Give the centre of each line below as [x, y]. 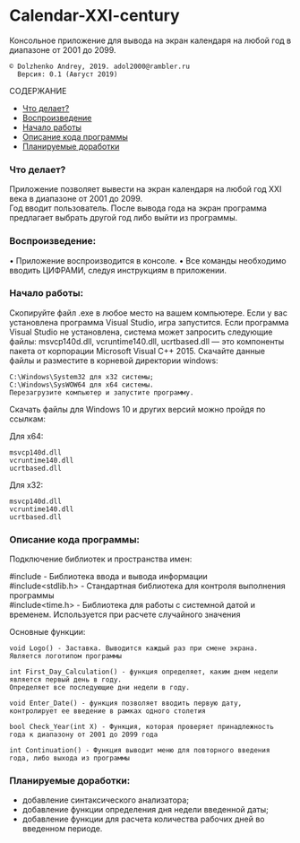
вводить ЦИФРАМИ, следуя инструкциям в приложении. [118, 270]
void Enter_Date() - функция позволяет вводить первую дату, [126, 704]
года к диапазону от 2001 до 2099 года [84, 735]
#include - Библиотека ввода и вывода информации [108, 577]
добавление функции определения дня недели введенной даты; [145, 810]
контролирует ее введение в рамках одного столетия [107, 711]
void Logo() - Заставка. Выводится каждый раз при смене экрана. [133, 648]
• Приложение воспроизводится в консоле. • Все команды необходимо [148, 260]
